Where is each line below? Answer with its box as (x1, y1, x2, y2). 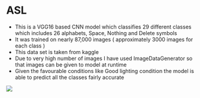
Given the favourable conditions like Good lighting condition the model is (14, 67, 195, 74)
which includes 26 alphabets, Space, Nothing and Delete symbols (14, 29, 178, 36)
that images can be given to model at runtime (14, 61, 127, 68)
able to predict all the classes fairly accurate (14, 74, 125, 81)
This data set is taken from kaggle (14, 48, 99, 55)
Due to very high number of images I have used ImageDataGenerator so (14, 55, 193, 62)
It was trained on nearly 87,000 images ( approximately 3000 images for (14, 36, 193, 43)
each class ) (14, 42, 46, 49)
